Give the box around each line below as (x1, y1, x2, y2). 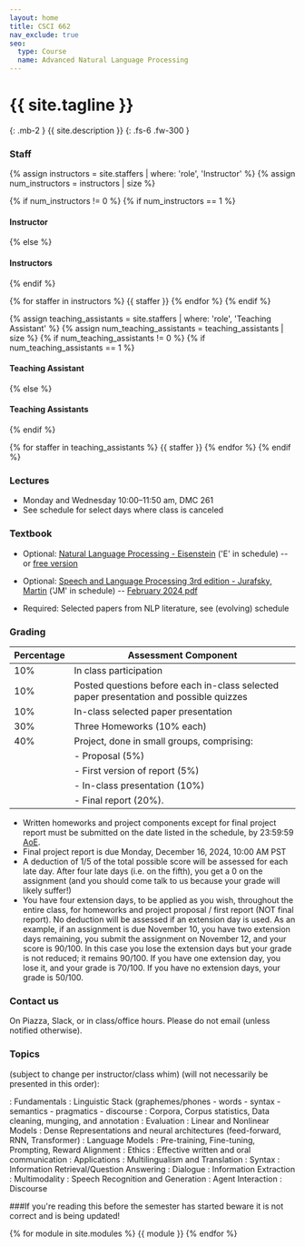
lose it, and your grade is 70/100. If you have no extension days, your (22, 962, 281, 973)
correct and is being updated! (9, 1210, 121, 1221)
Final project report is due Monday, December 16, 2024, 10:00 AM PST (22, 846, 287, 857)
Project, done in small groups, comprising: (74, 735, 253, 747)
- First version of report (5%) (74, 764, 200, 776)
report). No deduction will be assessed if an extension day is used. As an (22, 914, 296, 925)
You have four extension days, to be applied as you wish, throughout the (22, 894, 294, 906)
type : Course (17, 47, 67, 56)
